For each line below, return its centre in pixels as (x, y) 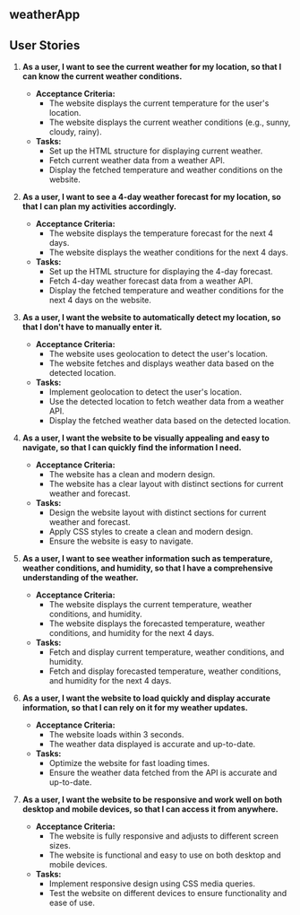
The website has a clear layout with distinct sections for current (166, 484)
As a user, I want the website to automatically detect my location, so (151, 318)
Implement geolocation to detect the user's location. (145, 392)
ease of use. (72, 903)
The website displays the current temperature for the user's (159, 103)
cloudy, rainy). (75, 132)
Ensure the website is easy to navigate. (121, 541)
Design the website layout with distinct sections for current (158, 513)
